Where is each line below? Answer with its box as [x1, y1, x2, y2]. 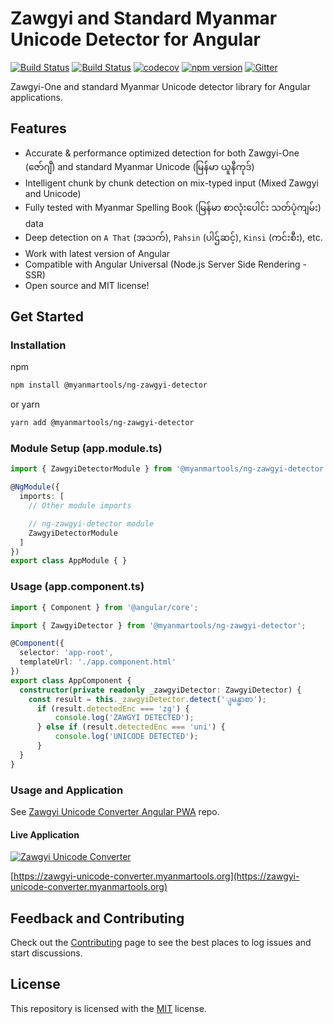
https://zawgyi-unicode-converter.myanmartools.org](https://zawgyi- [13, 870, 300, 882]
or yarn [10, 398, 41, 411]
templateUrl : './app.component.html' [19, 657, 177, 667]
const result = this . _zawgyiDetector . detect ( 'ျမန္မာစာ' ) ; [28, 694, 267, 704]
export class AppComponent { [10, 675, 132, 686]
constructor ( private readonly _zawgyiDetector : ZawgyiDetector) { [19, 685, 302, 695]
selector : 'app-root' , [19, 648, 114, 658]
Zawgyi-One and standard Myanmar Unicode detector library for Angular [10, 80, 312, 92]
